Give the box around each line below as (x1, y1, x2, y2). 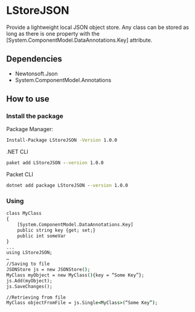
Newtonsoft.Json (14, 70, 58, 77)
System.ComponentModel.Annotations (14, 76, 112, 83)
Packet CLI (6, 171, 33, 178)
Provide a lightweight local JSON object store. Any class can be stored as (6, 24, 189, 31)
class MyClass (6, 211, 42, 217)
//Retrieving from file (6, 294, 66, 301)
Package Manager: (6, 126, 53, 133)
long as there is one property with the (6, 30, 100, 37)
